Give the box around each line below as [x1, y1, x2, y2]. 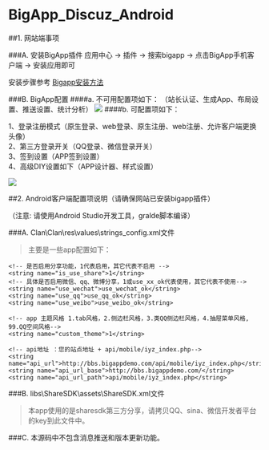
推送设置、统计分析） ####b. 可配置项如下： [22, 104, 180, 114]
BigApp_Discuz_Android [8, 6, 175, 24]
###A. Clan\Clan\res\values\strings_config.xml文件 [8, 227, 175, 237]
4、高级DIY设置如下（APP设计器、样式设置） [8, 161, 158, 171]
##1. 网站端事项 [8, 33, 60, 43]
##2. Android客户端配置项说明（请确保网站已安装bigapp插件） [8, 193, 215, 203]
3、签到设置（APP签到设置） [8, 151, 104, 161]
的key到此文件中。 [27, 416, 90, 425]
